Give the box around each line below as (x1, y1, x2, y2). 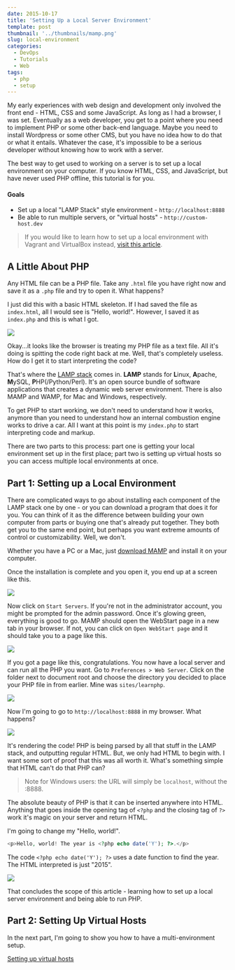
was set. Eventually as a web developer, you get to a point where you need (7, 116, 223, 125)
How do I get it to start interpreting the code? (7, 356, 137, 365)
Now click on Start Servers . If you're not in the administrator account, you (7, 602, 222, 610)
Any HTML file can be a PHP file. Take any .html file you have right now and (7, 279, 226, 288)
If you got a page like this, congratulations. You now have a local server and (7, 658, 226, 667)
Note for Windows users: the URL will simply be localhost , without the (24, 777, 227, 786)
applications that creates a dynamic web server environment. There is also (7, 385, 222, 394)
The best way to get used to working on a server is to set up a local (7, 159, 201, 168)
